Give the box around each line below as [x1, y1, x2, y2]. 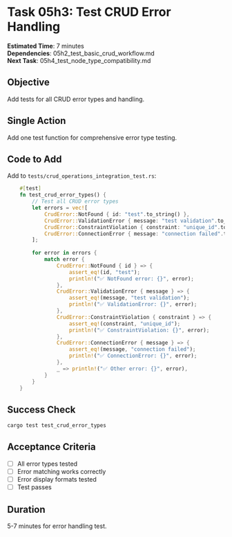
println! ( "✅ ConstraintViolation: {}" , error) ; [68, 327, 210, 334]
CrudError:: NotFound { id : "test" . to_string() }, [43, 210, 190, 218]
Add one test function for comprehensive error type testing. [7, 133, 177, 142]
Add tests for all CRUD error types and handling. [7, 95, 145, 103]
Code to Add [7, 153, 62, 165]
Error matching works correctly [17, 467, 106, 475]
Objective [7, 77, 50, 89]
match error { [43, 256, 85, 263]
